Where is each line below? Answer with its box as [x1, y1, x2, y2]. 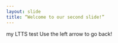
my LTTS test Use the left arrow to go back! [6, 30, 113, 37]
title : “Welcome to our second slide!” [6, 14, 105, 20]
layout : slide [6, 8, 42, 15]
